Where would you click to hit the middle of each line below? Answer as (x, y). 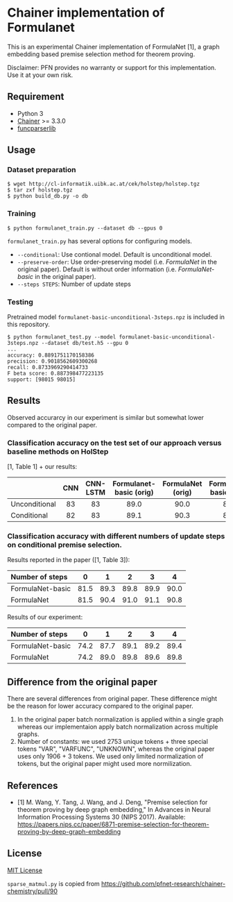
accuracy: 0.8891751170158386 (51, 355)
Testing (20, 302)
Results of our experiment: (45, 617)
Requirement (36, 97)
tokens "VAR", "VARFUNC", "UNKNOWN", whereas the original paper (116, 749)
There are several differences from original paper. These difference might (112, 699)
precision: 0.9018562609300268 (52, 361)
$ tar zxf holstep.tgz (40, 190)
